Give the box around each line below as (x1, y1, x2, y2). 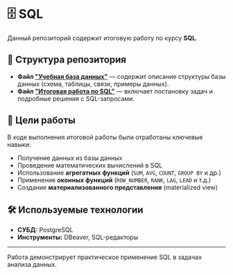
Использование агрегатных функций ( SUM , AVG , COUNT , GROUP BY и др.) (17, 168, 222, 177)
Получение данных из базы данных (17, 154, 123, 162)
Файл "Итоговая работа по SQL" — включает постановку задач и (17, 87, 213, 95)
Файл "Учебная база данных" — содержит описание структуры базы (17, 72, 226, 80)
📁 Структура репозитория (7, 54, 127, 66)
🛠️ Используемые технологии (7, 204, 144, 215)
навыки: (7, 140, 31, 148)
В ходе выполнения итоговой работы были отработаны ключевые (7, 133, 203, 141)
